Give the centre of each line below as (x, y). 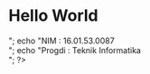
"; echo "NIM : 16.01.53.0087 (61, 41)
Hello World (53, 16)
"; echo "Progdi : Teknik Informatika (75, 50)
